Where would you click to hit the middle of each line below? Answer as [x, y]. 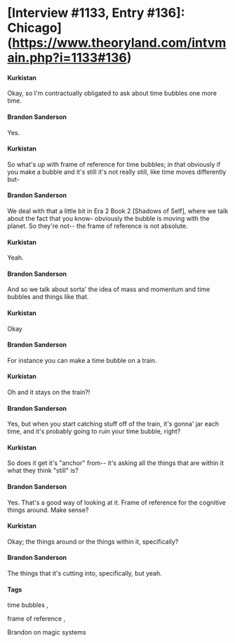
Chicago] [34, 28]
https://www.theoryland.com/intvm [119, 43]
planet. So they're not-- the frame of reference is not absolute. [98, 226]
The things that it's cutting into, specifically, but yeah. [85, 573]
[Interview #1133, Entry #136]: [96, 13]
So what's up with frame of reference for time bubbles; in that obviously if [114, 164]
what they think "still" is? [43, 471]
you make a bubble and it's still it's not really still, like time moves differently [117, 172]
